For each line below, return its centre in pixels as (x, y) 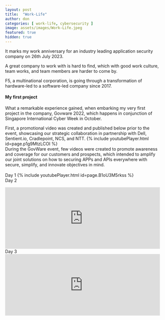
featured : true (21, 32)
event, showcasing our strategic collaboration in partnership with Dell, (76, 133)
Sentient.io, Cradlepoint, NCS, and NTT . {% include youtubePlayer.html (77, 139)
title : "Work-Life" (26, 14)
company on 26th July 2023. (34, 56)
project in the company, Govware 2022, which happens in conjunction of (79, 113)
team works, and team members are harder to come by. (61, 71)
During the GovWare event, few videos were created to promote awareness (82, 149)
